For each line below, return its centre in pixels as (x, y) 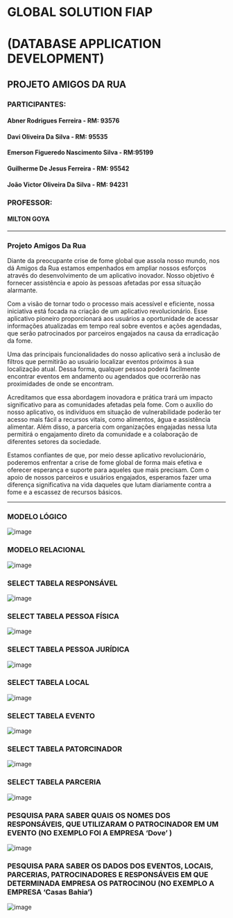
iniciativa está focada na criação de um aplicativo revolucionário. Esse (107, 311)
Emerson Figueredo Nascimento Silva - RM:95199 (80, 152)
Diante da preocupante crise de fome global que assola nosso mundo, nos (113, 261)
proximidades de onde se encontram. (61, 384)
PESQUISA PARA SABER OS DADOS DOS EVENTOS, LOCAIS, (110, 866)
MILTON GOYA (28, 219)
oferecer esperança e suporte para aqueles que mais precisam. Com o (108, 470)
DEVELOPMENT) (56, 59)
